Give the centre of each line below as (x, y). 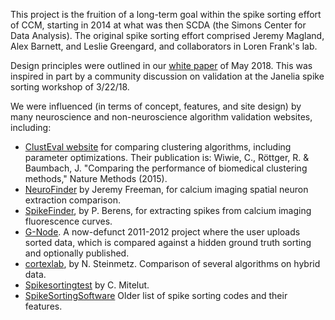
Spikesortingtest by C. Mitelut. (87, 285)
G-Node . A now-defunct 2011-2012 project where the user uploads (162, 232)
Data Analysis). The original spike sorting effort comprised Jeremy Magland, (167, 35)
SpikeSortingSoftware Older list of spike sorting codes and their (156, 295)
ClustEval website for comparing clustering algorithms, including (158, 147)
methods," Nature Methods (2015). (96, 178)
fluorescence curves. (68, 221)
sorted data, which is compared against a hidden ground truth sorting (168, 242)
